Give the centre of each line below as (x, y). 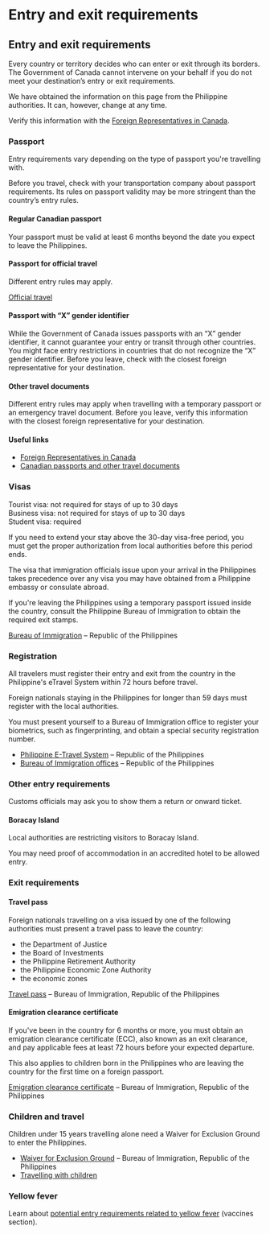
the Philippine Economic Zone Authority (86, 970)
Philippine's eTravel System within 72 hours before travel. (103, 682)
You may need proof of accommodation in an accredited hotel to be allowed (134, 853)
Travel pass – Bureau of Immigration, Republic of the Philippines (114, 994)
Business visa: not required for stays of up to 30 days (97, 513)
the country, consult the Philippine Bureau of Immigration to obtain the (125, 611)
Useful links (29, 440)
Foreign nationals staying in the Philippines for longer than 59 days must (128, 697)
